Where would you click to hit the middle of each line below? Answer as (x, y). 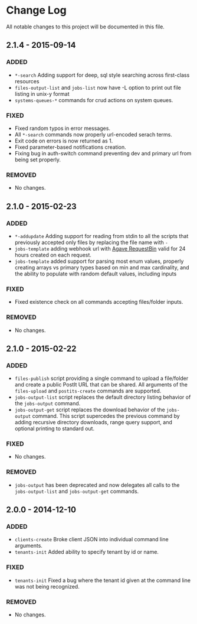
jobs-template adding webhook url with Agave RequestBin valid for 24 (100, 248)
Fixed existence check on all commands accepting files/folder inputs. (99, 302)
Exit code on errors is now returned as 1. (64, 141)
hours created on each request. (53, 255)
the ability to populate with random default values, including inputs (96, 274)
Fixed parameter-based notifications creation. (70, 147)
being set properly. (37, 160)
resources (27, 81)
